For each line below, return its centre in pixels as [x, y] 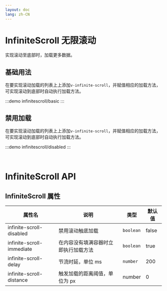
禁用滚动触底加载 [78, 231]
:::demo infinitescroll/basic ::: [35, 101]
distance [18, 280]
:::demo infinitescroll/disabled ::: [38, 147]
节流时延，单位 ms [80, 262]
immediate [20, 249]
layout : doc [17, 10]
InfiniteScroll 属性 [33, 196]
